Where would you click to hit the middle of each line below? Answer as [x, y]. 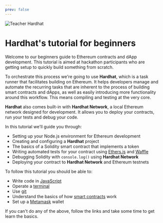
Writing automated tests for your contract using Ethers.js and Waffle [80, 151]
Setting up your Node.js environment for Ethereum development [76, 136]
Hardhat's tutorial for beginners [71, 43]
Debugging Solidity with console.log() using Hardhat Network [75, 157]
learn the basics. [22, 216]
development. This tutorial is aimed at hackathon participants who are [75, 62]
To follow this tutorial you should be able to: [49, 171]
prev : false [17, 10]
